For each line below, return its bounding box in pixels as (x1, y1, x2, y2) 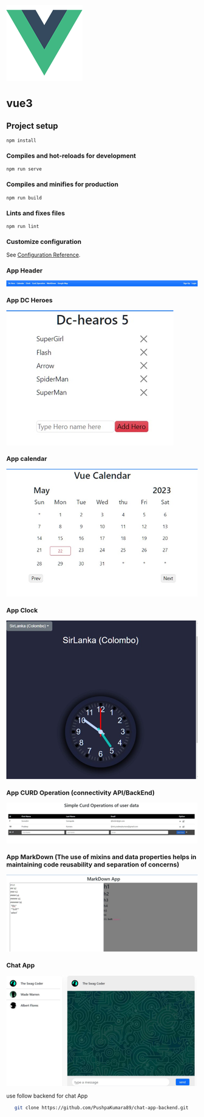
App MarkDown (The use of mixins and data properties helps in (6, 853, 197, 862)
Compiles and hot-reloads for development (6, 151, 137, 160)
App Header (6, 266, 43, 275)
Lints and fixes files (6, 209, 66, 217)
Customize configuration (6, 237, 82, 246)
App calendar (6, 455, 47, 463)
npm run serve (6, 166, 42, 172)
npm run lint (6, 223, 39, 229)
